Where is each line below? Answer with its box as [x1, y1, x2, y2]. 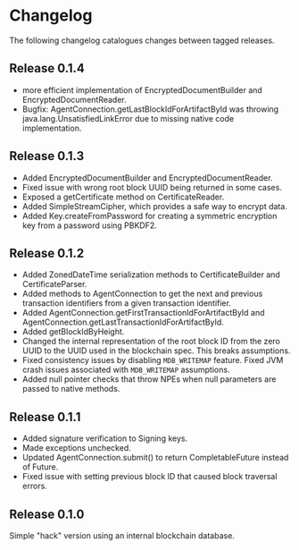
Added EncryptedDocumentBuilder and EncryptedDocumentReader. [21, 172, 273, 183]
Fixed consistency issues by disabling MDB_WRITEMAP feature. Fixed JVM [21, 355, 284, 366]
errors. [21, 480, 47, 492]
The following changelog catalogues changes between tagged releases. [9, 35, 275, 46]
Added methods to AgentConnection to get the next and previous [21, 288, 263, 300]
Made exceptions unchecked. [21, 443, 131, 453]
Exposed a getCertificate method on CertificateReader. [21, 191, 225, 202]
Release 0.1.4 [9, 61, 85, 76]
